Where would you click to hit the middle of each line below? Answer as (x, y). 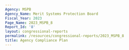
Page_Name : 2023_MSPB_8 (29, 23)
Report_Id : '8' (20, 27)
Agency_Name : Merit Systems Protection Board (51, 14)
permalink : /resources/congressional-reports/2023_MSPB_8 (64, 36)
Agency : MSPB (18, 9)
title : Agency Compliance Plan (36, 40)
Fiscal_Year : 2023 (23, 18)
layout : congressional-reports (36, 31)
